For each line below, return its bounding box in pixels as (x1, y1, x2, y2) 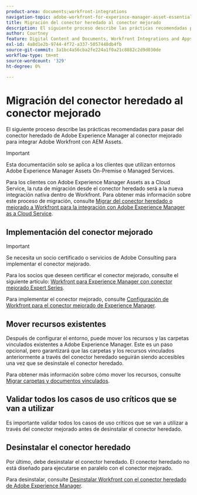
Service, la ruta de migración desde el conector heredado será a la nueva (6, 185, 184, 192)
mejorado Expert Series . (6, 284, 64, 291)
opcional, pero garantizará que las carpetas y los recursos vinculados (6, 347, 175, 354)
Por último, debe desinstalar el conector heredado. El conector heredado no (6, 458, 190, 465)
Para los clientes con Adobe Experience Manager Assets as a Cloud (6, 179, 170, 186)
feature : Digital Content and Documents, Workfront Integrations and (6, 36, 180, 42)
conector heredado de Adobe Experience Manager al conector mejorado (6, 132, 182, 139)
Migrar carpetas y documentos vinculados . (6, 377, 110, 384)
